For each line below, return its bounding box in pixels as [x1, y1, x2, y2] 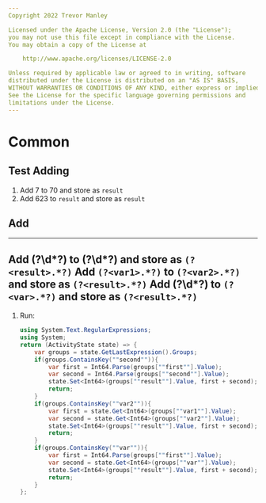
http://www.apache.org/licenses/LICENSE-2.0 [22, 55, 172, 63]
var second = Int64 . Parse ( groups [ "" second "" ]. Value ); [48, 370, 230, 379]
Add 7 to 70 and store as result [19, 185, 123, 195]
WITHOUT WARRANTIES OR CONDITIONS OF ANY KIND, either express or [8, 84, 232, 92]
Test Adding [8, 164, 70, 178]
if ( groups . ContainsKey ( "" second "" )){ [34, 356, 159, 364]
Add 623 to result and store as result [19, 193, 146, 203]
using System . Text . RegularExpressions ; [19, 326, 152, 334]
